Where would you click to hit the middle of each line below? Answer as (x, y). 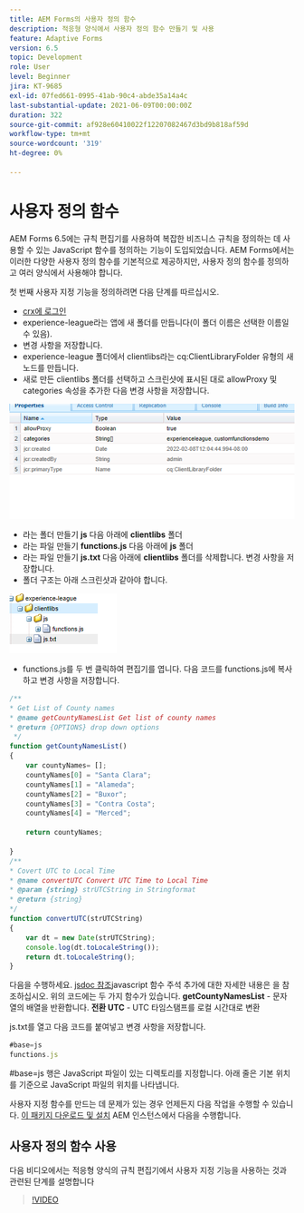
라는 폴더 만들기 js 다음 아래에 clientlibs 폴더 (102, 534)
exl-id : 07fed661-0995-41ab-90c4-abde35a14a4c (99, 95)
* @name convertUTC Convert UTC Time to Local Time (109, 880)
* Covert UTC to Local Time (62, 871)
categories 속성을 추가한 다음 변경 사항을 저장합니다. (116, 390)
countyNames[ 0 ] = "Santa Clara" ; (89, 775)
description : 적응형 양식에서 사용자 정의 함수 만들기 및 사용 (112, 29)
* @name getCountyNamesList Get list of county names (113, 718)
